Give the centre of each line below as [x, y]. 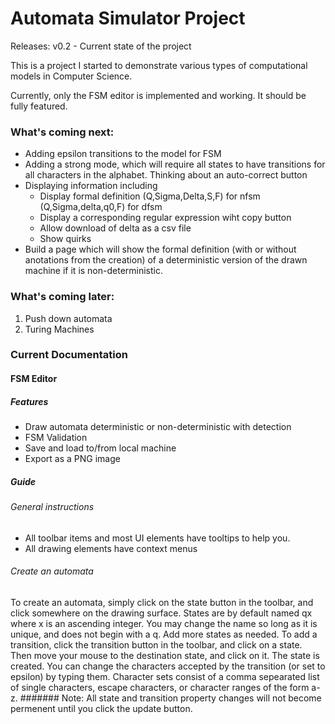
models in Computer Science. [71, 76]
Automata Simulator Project [128, 18]
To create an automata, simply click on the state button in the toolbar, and [162, 602]
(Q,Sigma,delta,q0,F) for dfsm [101, 207]
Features [29, 401]
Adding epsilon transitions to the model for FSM [123, 154]
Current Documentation [69, 355]
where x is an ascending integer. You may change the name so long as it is [164, 623]
